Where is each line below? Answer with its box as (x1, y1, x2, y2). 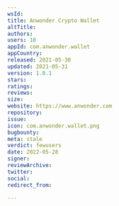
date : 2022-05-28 (7, 149, 59, 156)
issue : (7, 115, 27, 122)
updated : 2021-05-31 (7, 63, 69, 70)
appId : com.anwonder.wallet (7, 43, 91, 50)
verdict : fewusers (7, 142, 62, 149)
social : (7, 175, 30, 182)
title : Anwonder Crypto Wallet (7, 17, 100, 24)
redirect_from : (7, 181, 52, 188)
